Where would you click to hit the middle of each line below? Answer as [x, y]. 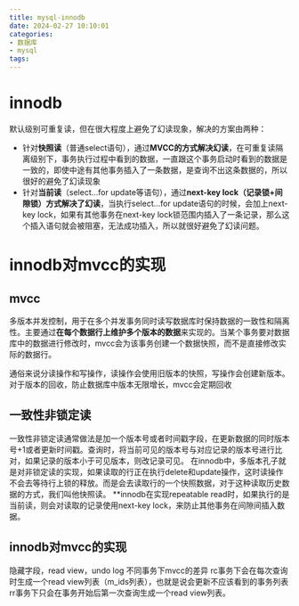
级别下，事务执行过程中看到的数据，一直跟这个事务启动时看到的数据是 [158, 159]
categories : [31, 34]
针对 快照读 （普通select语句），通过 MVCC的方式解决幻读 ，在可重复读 [149, 147]
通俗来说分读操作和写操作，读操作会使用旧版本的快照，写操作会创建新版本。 [149, 373]
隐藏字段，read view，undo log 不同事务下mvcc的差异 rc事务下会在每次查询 [149, 570]
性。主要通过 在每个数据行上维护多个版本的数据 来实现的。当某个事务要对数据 [149, 332]
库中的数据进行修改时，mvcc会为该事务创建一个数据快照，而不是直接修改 [144, 343]
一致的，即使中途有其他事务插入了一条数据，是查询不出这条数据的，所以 [154, 169]
